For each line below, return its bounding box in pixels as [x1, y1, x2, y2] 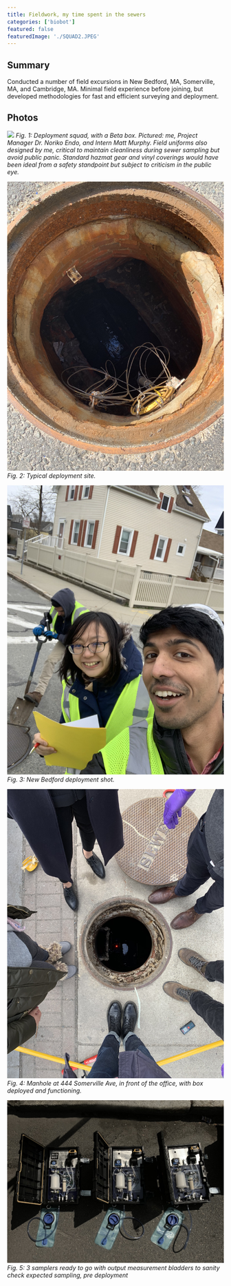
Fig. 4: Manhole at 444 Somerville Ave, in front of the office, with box [7, 1079, 203, 1088]
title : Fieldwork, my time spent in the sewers [7, 11, 146, 18]
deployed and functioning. [7, 1086, 82, 1095]
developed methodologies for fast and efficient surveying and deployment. [7, 92, 219, 101]
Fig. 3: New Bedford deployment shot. [7, 775, 115, 784]
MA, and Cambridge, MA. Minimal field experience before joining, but [7, 85, 203, 93]
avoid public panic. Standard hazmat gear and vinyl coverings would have [7, 153, 219, 161]
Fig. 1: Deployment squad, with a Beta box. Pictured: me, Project [15, 131, 198, 139]
